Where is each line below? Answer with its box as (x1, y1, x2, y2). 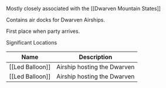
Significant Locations (6, 39, 57, 46)
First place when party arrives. (6, 28, 80, 35)
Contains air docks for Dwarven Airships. (6, 16, 106, 23)
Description (79, 53, 113, 61)
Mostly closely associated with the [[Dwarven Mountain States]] (6, 5, 161, 12)
